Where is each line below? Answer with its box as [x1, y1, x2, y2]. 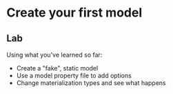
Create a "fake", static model [16, 64, 99, 72]
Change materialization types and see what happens [16, 79, 166, 87]
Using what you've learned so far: [6, 50, 103, 59]
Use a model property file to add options [16, 71, 132, 79]
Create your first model [6, 5, 143, 21]
